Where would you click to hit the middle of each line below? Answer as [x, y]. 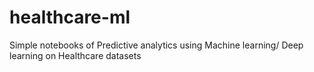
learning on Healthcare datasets [75, 55]
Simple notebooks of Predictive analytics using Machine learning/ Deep [156, 45]
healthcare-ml [70, 17]
